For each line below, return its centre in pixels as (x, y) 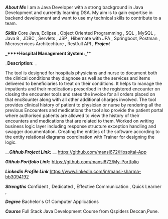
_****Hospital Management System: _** (48, 53)
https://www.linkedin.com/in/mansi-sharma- (95, 171)
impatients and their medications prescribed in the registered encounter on (83, 89)
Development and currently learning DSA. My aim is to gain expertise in (79, 13)
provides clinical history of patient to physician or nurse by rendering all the (83, 105)
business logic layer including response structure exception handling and (81, 126)
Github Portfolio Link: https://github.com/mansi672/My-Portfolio (72, 162)
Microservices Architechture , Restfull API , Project (58, 44)
